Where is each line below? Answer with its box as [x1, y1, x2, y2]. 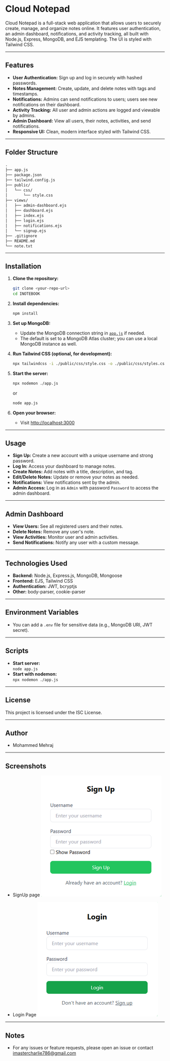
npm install [12, 311, 38, 316]
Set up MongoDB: [12, 320, 51, 326]
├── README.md [5, 238, 35, 244]
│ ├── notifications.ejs [5, 223, 62, 228]
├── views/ [5, 198, 28, 203]
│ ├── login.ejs [5, 218, 44, 223]
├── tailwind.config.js [5, 177, 56, 183]
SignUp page [12, 892, 40, 898]
